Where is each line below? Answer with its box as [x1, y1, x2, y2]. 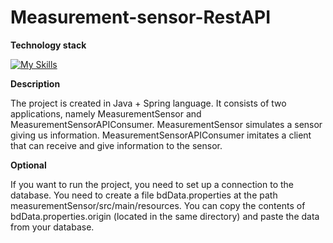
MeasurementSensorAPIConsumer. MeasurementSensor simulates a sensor [10, 118, 323, 130]
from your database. [10, 221, 95, 233]
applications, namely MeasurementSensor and [10, 107, 202, 120]
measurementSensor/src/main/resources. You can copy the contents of [10, 199, 306, 211]
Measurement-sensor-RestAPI [10, 6, 272, 29]
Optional [10, 159, 47, 171]
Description [10, 77, 61, 90]
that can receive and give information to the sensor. [10, 139, 223, 151]
